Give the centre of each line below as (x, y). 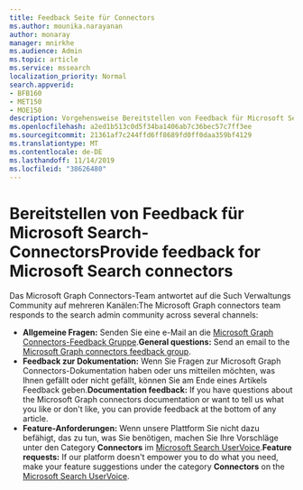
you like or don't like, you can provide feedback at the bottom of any (149, 409)
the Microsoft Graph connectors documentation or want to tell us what (153, 400)
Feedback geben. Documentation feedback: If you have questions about (157, 390)
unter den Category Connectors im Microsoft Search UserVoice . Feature (157, 448)
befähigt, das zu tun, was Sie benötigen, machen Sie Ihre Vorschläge (151, 438)
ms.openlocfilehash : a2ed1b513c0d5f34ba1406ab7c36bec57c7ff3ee (131, 127)
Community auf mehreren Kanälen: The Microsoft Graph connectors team (145, 305)
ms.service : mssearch (50, 69)
